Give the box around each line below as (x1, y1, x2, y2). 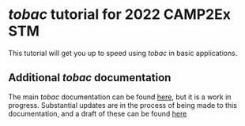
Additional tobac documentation (8, 71, 171, 84)
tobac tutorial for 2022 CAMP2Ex (8, 6, 232, 24)
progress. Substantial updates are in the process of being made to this (8, 100, 238, 109)
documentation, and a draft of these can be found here (8, 109, 187, 118)
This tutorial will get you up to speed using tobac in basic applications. (8, 48, 238, 57)
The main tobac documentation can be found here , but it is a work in (8, 92, 232, 102)
